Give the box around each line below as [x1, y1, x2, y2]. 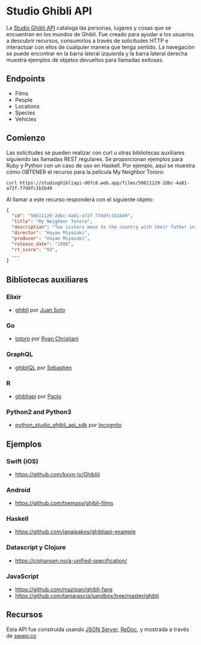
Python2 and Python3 [6, 407, 72, 416]
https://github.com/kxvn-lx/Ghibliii [14, 471, 100, 478]
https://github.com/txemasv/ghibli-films [14, 500, 114, 507]
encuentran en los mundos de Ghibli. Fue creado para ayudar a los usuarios [6, 30, 194, 37]
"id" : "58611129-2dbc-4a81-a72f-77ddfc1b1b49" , [11, 213, 134, 219]
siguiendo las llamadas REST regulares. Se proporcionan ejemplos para [6, 155, 184, 162]
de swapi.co [6, 632, 37, 639]
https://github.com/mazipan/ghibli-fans [14, 586, 113, 593]
